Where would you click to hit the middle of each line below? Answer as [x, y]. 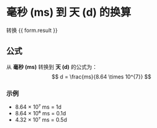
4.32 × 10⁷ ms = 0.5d [41, 120]
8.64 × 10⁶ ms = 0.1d [40, 114]
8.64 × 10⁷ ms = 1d [38, 107]
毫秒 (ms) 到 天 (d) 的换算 [69, 12]
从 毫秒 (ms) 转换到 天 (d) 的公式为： [52, 66]
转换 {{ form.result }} [32, 30]
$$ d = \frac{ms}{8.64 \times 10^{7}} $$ [101, 77]
